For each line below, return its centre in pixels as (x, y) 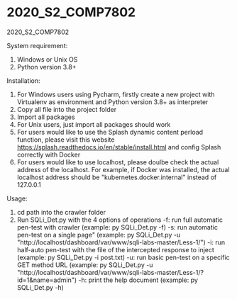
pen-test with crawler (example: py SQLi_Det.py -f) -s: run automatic (117, 227)
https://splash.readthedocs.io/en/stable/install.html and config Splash (119, 147)
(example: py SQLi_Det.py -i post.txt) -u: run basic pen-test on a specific (123, 257)
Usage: (17, 198)
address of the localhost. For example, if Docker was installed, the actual (123, 169)
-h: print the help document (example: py (138, 280)
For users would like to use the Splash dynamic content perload (110, 132)
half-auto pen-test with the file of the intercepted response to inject (115, 249)
